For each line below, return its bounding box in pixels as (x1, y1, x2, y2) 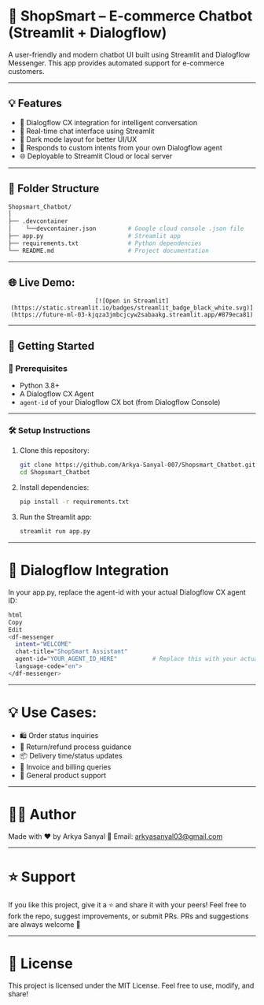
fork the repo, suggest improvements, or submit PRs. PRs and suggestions (8, 911, 249, 921)
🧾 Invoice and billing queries (19, 762, 112, 771)
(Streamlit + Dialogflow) (8, 24, 167, 42)
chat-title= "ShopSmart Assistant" (15, 647, 128, 656)
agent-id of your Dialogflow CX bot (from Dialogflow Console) (19, 398, 221, 407)
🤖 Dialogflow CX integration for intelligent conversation (19, 117, 198, 127)
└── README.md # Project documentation (8, 247, 210, 254)
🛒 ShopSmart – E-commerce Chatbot (8, 7, 253, 25)
